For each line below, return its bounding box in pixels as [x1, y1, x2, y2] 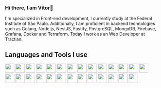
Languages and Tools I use [5, 50, 88, 59]
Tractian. [5, 36, 23, 42]
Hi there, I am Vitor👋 [5, 4, 54, 11]
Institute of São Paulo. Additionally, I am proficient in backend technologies [5, 21, 156, 26]
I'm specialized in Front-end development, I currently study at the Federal [5, 16, 152, 22]
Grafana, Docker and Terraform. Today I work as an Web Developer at [5, 31, 145, 37]
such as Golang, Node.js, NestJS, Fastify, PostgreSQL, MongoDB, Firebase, [5, 26, 157, 32]
